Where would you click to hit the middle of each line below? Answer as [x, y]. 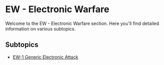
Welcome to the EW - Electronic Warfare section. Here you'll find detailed [82, 23]
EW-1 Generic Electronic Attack [45, 57]
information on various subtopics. [40, 28]
